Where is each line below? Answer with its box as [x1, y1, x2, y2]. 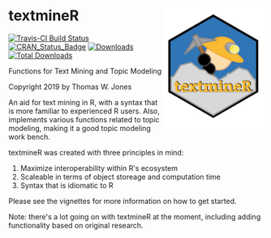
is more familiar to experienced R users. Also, [8, 106, 161, 116]
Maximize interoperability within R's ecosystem [19, 163, 179, 172]
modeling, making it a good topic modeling [8, 123, 152, 133]
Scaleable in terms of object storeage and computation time [19, 172, 221, 181]
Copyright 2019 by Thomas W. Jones [8, 82, 132, 91]
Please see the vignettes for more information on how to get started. [8, 196, 237, 206]
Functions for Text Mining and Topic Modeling [8, 66, 162, 75]
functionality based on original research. [8, 220, 144, 230]
